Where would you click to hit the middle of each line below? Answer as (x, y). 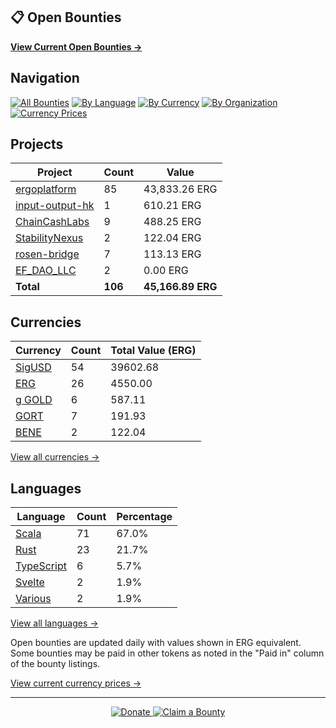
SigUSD (33, 367)
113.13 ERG (172, 254)
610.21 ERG (172, 206)
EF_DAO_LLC (46, 271)
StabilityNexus (49, 238)
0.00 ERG (166, 271)
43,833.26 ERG (180, 189)
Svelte (30, 582)
